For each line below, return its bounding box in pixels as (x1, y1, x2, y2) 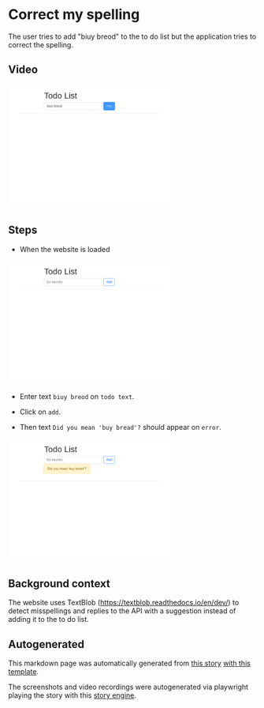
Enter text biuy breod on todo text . (19, 391, 135, 401)
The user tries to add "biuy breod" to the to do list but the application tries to (8, 32, 257, 41)
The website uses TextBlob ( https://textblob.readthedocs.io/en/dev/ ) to (8, 598, 240, 608)
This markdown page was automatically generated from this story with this (8, 658, 251, 668)
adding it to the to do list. (8, 615, 89, 624)
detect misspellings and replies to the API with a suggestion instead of (8, 606, 236, 616)
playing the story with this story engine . (8, 691, 136, 700)
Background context (8, 577, 110, 590)
